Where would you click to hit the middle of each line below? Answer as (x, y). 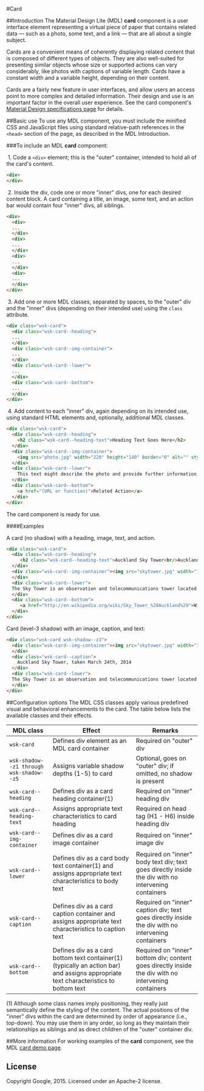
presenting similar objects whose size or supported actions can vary (92, 65)
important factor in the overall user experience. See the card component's (99, 102)
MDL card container (81, 748)
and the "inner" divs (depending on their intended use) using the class (94, 308)
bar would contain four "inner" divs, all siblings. (66, 205)
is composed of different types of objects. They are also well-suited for (95, 58)
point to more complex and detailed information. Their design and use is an (100, 96)
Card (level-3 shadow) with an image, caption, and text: (76, 628)
